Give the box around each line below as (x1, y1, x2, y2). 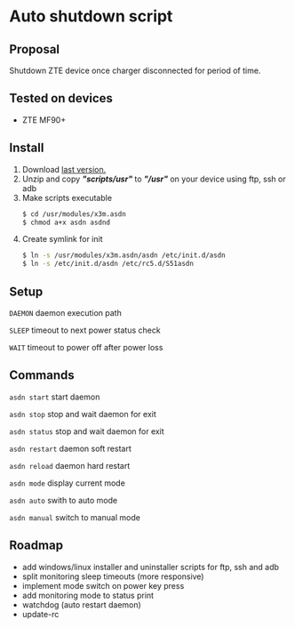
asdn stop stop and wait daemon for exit (9, 408, 157, 419)
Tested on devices (9, 91, 114, 106)
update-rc (21, 608, 60, 619)
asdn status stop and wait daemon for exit (9, 425, 164, 437)
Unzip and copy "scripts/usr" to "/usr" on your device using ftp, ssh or (21, 173, 286, 184)
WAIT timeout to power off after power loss (9, 342, 163, 352)
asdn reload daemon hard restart (9, 460, 131, 471)
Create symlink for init (21, 234, 103, 245)
